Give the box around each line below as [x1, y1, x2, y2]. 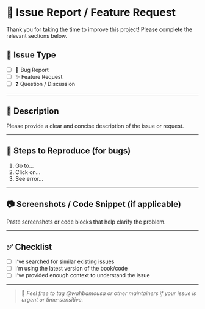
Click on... [15, 168, 41, 176]
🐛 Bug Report [15, 66, 49, 73]
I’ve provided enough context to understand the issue [15, 272, 151, 279]
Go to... [15, 162, 34, 169]
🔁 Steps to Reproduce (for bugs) [6, 146, 131, 156]
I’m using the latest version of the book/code [15, 265, 128, 272]
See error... [15, 175, 44, 182]
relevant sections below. [6, 32, 68, 39]
